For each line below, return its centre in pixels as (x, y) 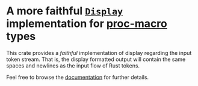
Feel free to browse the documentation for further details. (78, 77)
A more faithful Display (65, 11)
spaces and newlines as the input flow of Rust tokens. (73, 65)
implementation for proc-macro (87, 24)
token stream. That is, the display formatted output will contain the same (96, 59)
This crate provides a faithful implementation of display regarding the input (99, 53)
